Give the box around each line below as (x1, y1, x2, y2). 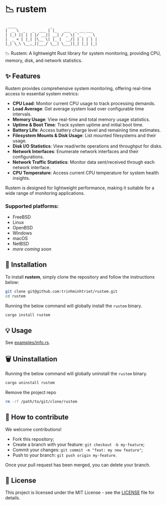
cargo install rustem (5, 312, 51, 317)
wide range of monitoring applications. (5, 190, 85, 196)
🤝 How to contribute (5, 413, 69, 422)
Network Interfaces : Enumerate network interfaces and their (12, 148, 139, 154)
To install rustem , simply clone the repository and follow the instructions (5, 274, 155, 280)
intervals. (12, 111, 32, 117)
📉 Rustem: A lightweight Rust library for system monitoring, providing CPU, (5, 50, 161, 56)
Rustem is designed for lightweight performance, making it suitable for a (5, 185, 154, 191)
